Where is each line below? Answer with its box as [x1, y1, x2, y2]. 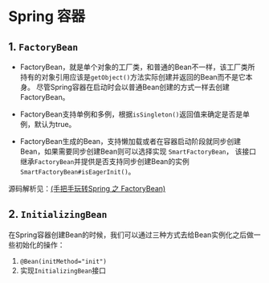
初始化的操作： [14, 240, 65, 249]
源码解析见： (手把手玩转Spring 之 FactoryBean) [8, 184, 166, 193]
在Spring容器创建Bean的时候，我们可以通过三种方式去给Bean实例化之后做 [8, 230, 255, 240]
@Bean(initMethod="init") [19, 257, 107, 265]
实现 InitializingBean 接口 [19, 265, 107, 275]
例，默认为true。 [19, 120, 76, 129]
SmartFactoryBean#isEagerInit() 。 [19, 166, 136, 176]
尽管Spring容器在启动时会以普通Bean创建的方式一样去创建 [35, 82, 230, 92]
